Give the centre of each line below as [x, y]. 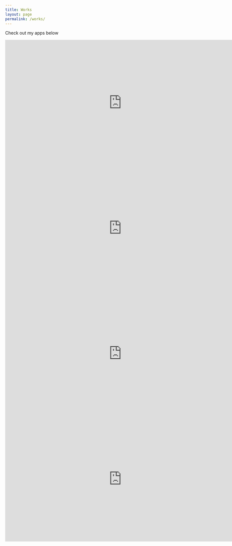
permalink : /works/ [25, 19]
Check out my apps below [32, 33]
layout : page [19, 14]
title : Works [19, 10]
